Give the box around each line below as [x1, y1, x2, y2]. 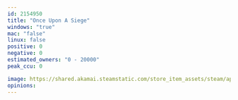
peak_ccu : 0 [7, 63, 42, 70]
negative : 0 [7, 50, 42, 57]
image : [7, 75, 27, 82]
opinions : [7, 82, 37, 89]
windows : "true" [7, 23, 55, 30]
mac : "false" [7, 30, 46, 37]
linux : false [7, 37, 46, 44]
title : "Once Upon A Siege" [7, 17, 91, 24]
